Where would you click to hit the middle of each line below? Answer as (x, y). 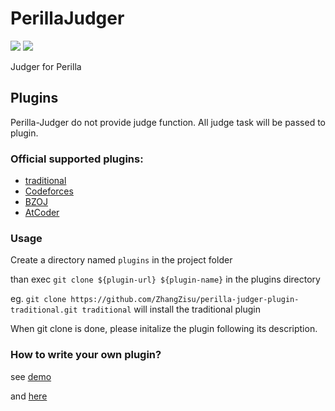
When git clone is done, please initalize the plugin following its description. (164, 329)
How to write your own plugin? (86, 355)
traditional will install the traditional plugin (171, 309)
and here (29, 396)
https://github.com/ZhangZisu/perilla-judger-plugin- (185, 300)
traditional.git (44, 310)
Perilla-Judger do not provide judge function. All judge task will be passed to (168, 122)
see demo (31, 376)
